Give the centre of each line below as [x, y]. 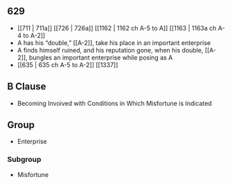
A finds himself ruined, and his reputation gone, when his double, [110, 50]
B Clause [27, 87]
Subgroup [24, 160]
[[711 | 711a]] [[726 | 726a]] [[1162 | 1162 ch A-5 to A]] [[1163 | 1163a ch [117, 28]
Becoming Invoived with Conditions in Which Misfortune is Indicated [115, 103]
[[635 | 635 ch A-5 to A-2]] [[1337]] [68, 64]
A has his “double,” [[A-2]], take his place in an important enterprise [114, 43]
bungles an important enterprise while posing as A [101, 57]
